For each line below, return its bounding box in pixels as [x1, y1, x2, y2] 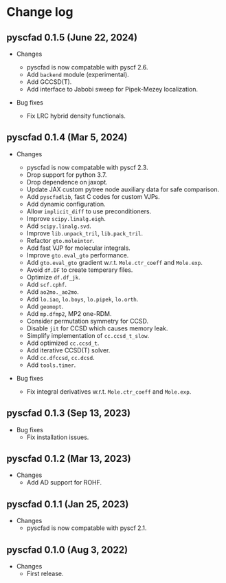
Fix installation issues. [26, 433, 89, 441]
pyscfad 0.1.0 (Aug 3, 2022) [6, 544, 128, 555]
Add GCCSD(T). [26, 78, 72, 86]
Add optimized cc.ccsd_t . [26, 339, 100, 347]
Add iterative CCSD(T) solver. [26, 346, 111, 354]
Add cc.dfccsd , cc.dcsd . [26, 353, 95, 361]
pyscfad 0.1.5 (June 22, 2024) [6, 32, 138, 43]
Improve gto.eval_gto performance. [26, 251, 129, 259]
